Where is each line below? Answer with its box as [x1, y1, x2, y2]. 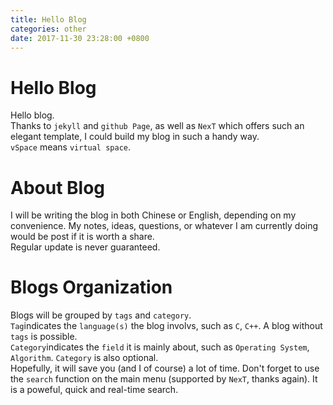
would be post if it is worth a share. [10, 231, 155, 243]
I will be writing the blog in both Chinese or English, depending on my [10, 209, 297, 221]
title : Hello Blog [10, 14, 87, 25]
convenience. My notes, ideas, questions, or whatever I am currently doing [10, 220, 319, 232]
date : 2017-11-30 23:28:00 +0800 [10, 33, 150, 43]
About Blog [10, 176, 106, 199]
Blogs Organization [10, 276, 173, 299]
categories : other [10, 24, 87, 34]
